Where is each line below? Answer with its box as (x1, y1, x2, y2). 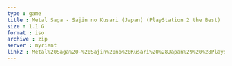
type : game (7, 10, 41, 17)
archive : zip (7, 36, 48, 43)
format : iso (7, 29, 45, 36)
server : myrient (7, 42, 57, 49)
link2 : (7, 49, 30, 56)
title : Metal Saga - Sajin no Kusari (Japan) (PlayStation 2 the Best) (7, 16, 221, 23)
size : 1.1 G (7, 23, 45, 30)
